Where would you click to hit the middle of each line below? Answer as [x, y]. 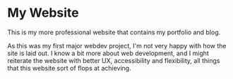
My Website [43, 13]
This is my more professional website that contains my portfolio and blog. [114, 32]
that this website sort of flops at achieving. [70, 68]
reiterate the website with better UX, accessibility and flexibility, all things [114, 60]
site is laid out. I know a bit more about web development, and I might [108, 53]
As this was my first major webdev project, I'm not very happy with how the [117, 45]
